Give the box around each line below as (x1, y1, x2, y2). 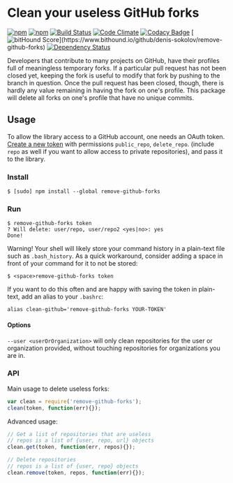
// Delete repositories (7, 456, 77, 463)
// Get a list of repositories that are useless (7, 431, 151, 438)
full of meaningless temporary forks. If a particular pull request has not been (7, 64, 227, 72)
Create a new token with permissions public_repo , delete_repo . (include (7, 140, 215, 148)
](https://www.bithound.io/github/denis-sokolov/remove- (59, 35, 223, 43)
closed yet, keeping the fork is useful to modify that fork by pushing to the (7, 71, 220, 80)
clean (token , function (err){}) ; (7, 404, 101, 412)
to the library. (7, 154, 45, 163)
